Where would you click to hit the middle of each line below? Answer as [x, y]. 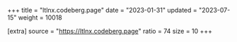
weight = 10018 [40, 17]
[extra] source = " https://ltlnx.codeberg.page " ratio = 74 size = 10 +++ [110, 31]
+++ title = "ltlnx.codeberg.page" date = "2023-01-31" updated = [103, 10]
